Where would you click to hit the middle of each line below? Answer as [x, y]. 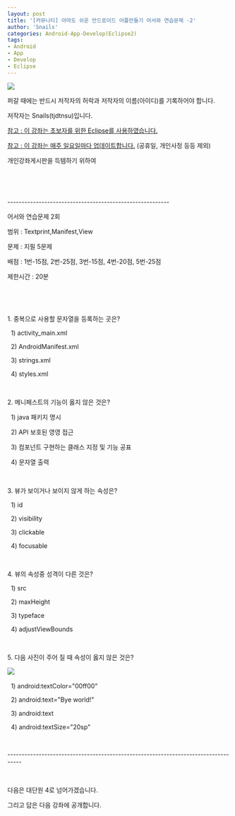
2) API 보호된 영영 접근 [42, 432]
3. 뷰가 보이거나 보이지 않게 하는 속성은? [62, 490]
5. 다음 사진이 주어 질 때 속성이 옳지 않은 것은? [71, 657]
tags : [15, 40]
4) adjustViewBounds [42, 629]
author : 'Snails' [33, 27]
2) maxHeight [30, 602]
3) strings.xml [30, 360]
